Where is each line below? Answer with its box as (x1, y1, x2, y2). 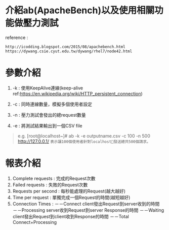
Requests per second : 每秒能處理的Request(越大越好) (12, 188, 125, 194)
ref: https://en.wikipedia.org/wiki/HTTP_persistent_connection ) (12, 90, 143, 96)
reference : (5, 34, 28, 41)
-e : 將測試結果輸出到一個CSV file (12, 122, 82, 128)
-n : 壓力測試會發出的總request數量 (12, 112, 86, 118)
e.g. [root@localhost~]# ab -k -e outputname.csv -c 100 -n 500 (17, 133, 151, 139)
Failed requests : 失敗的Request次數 (12, 181, 88, 188)
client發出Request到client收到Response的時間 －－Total (12, 213, 129, 219)
